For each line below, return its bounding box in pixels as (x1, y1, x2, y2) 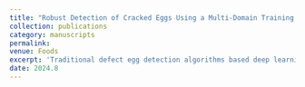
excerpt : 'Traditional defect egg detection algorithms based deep (9, 55, 271, 64)
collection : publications (9, 22, 107, 31)
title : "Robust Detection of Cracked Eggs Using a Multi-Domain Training (9, 13, 295, 23)
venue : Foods (9, 47, 59, 56)
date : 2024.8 (9, 64, 59, 73)
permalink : (9, 38, 51, 48)
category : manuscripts (9, 30, 95, 39)
